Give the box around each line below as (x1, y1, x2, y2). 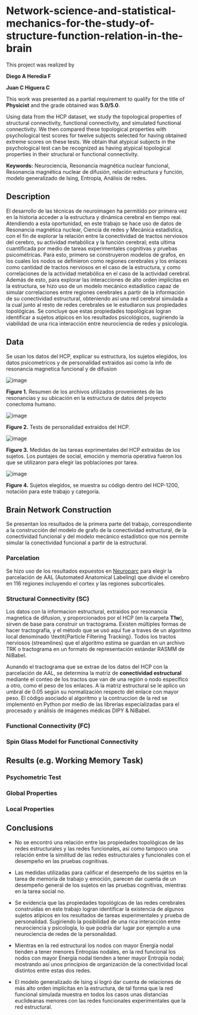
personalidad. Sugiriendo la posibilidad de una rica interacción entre (14, 918, 181, 925)
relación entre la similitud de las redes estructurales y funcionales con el (14, 851, 190, 858)
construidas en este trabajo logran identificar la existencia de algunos (14, 905, 184, 912)
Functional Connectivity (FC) (6, 722, 91, 730)
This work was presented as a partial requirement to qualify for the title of (6, 95, 185, 103)
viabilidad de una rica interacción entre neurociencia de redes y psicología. (6, 320, 189, 327)
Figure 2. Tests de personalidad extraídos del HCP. (6, 423, 130, 431)
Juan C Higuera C (6, 84, 50, 91)
